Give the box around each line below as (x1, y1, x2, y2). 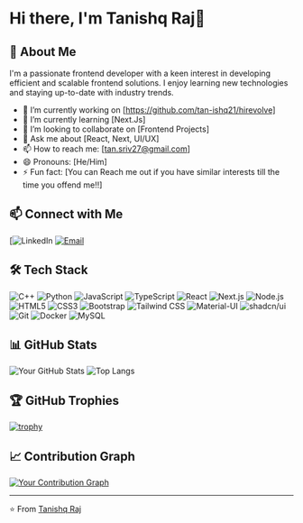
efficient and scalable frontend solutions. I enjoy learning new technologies (9, 78, 289, 88)
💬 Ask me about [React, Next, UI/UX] (22, 133, 160, 143)
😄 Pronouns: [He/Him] (22, 157, 108, 167)
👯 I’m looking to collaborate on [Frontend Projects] (22, 124, 210, 134)
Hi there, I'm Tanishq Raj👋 (9, 8, 206, 29)
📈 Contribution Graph (9, 448, 135, 463)
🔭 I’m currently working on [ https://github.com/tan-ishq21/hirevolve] (22, 105, 276, 115)
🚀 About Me (9, 44, 77, 60)
